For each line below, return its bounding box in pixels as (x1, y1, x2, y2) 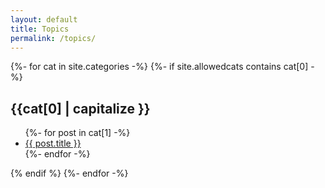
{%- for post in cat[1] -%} (24, 127, 131, 139)
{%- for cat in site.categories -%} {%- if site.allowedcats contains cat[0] (10, 61, 309, 73)
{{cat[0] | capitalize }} (10, 100, 151, 117)
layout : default (10, 14, 78, 25)
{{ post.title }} (24, 137, 82, 150)
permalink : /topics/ (10, 33, 97, 43)
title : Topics (10, 24, 70, 34)
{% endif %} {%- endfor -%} (10, 167, 129, 180)
